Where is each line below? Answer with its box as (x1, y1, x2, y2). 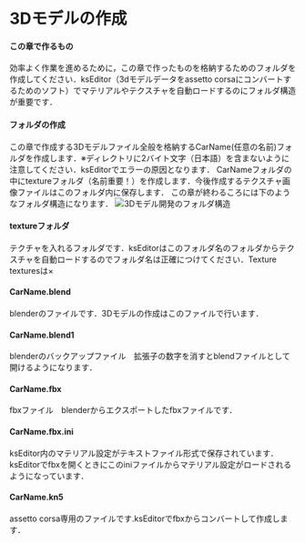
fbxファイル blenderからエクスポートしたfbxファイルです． (9, 405, 238, 416)
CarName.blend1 (9, 329, 75, 340)
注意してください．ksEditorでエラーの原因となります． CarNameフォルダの (9, 164, 293, 175)
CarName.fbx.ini (9, 427, 75, 437)
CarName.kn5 (9, 492, 64, 503)
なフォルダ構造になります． (9, 197, 114, 209)
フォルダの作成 (9, 119, 66, 130)
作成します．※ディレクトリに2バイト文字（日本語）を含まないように (33, 152, 290, 164)
